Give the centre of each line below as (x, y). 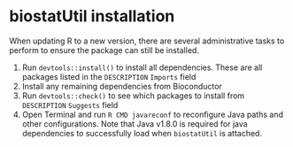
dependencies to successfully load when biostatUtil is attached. (142, 133)
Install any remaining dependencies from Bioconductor (122, 86)
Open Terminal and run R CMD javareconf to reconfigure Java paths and (152, 114)
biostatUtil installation (92, 16)
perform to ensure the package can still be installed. (104, 50)
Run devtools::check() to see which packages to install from (133, 96)
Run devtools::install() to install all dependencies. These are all (142, 67)
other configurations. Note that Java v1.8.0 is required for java (135, 124)
